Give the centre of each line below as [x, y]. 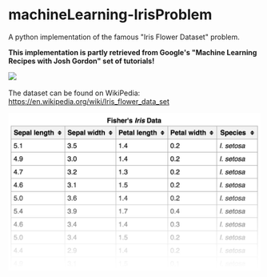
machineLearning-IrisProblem [110, 15]
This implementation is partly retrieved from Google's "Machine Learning [133, 52]
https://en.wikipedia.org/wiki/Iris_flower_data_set [89, 101]
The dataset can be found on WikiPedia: [74, 93]
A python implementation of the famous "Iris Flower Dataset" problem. [124, 37]
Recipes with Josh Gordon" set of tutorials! [82, 61]
